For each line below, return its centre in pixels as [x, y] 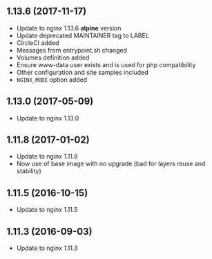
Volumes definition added [53, 57]
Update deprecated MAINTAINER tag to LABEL [83, 35]
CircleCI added [38, 43]
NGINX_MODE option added [52, 80]
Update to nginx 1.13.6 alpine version [69, 28]
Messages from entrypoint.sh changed [72, 50]
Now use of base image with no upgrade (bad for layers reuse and [111, 164]
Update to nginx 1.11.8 [47, 157]
